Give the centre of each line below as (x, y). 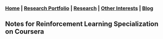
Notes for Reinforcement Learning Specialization (82, 24)
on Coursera (25, 32)
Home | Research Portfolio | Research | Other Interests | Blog (79, 8)
